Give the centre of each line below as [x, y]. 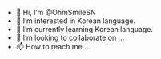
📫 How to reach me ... [53, 47]
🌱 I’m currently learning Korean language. [85, 29]
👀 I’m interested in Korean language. [76, 21]
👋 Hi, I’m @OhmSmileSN [56, 12]
